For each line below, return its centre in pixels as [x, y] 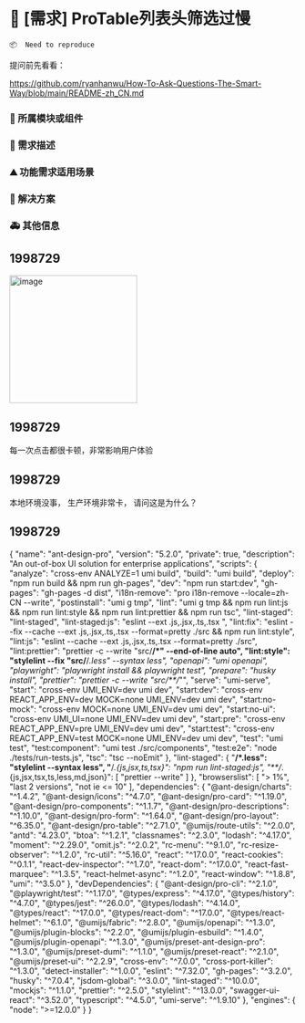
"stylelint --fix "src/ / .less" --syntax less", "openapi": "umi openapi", [139, 660]
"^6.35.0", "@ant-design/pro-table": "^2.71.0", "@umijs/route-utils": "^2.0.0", [152, 825]
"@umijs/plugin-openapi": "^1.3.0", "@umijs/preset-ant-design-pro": [137, 942]
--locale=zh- [265, 592]
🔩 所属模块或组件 [46, 118]
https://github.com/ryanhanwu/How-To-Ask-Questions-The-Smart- [136, 83]
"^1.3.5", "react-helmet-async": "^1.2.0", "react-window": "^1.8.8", [173, 873]
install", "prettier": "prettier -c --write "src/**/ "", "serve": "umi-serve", [140, 680]
